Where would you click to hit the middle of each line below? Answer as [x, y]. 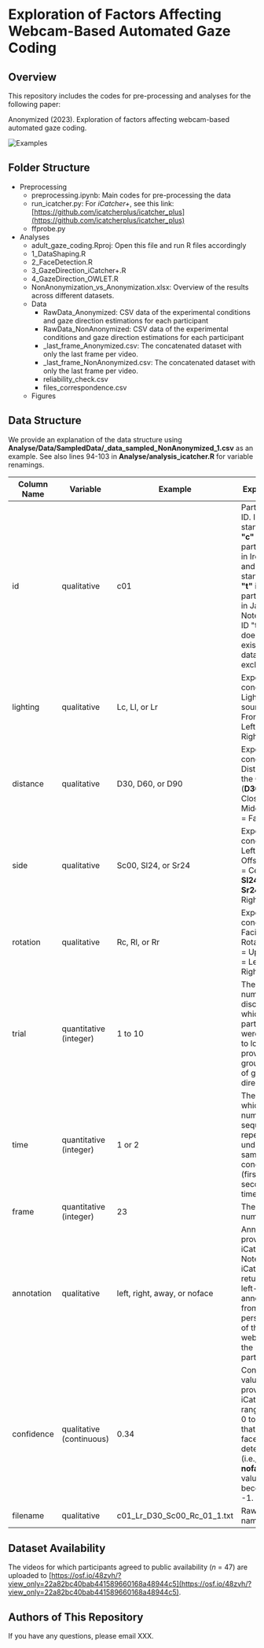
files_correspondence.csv [85, 387]
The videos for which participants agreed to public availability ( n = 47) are [128, 1567]
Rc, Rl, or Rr [138, 942]
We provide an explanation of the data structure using [95, 439]
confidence [33, 1434]
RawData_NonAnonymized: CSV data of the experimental [136, 329]
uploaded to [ [30, 1576]
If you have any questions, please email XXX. [81, 1636]
